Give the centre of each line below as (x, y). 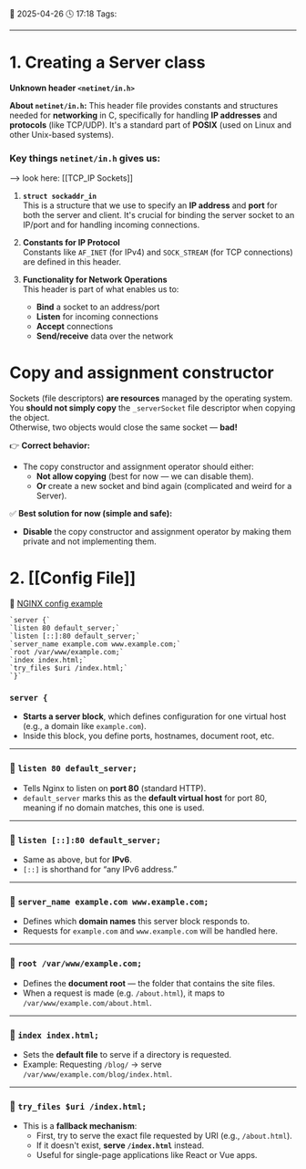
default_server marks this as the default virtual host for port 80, (145, 798)
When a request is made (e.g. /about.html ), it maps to (123, 993)
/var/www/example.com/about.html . (87, 1002)
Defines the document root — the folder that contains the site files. (149, 983)
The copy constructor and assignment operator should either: (138, 467)
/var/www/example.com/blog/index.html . (97, 1074)
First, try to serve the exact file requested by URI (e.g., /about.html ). (164, 1136)
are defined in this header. (71, 262)
